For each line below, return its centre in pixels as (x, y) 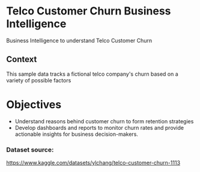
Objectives (34, 104)
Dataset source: (30, 150)
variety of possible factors (39, 80)
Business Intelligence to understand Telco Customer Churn (79, 40)
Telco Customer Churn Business (89, 11)
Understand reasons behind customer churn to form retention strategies (104, 121)
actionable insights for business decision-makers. (76, 134)
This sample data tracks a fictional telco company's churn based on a (92, 74)
